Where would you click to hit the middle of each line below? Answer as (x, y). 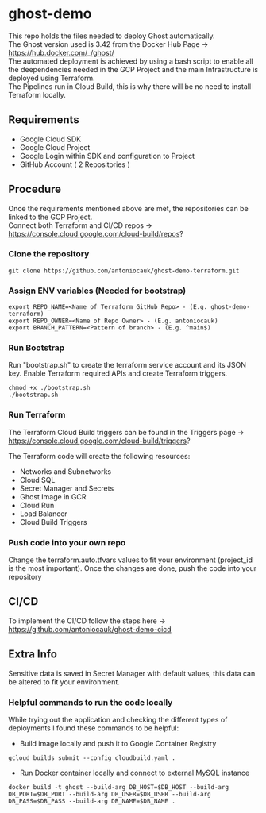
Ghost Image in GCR (53, 496)
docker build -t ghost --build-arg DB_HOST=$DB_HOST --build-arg (118, 787)
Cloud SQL (37, 480)
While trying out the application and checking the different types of (118, 719)
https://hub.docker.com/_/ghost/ (62, 52)
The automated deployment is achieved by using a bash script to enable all (131, 61)
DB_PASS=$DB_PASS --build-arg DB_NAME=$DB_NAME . (92, 801)
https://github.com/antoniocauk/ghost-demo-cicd (90, 629)
